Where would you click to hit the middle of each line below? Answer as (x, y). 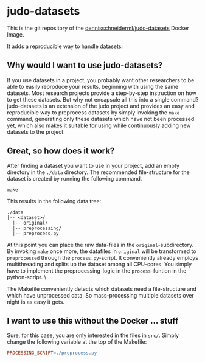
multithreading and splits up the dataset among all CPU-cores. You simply (99, 264)
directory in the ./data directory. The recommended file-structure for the (99, 172)
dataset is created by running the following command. (75, 178)
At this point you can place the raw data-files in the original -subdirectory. (100, 245)
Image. (16, 34)
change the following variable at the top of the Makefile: (77, 342)
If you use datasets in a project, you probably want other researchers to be (101, 80)
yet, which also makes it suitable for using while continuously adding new (99, 125)
